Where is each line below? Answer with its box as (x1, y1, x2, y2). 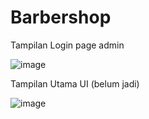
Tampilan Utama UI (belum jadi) (10, 77, 140, 90)
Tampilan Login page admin (10, 39, 125, 51)
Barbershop (10, 6, 112, 29)
